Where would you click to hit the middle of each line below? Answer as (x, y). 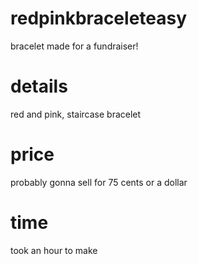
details (39, 86)
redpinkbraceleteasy (99, 18)
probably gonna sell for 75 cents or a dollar (99, 182)
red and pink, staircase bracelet (76, 114)
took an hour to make (54, 250)
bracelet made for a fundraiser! (74, 46)
